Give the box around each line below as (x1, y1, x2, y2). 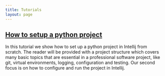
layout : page (5, 12, 33, 17)
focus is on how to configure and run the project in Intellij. (5, 65, 125, 71)
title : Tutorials (5, 7, 42, 12)
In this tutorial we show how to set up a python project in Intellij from (5, 43, 147, 50)
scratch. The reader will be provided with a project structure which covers (5, 49, 159, 55)
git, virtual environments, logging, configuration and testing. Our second (5, 59, 155, 65)
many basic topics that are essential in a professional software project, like (5, 54, 160, 60)
